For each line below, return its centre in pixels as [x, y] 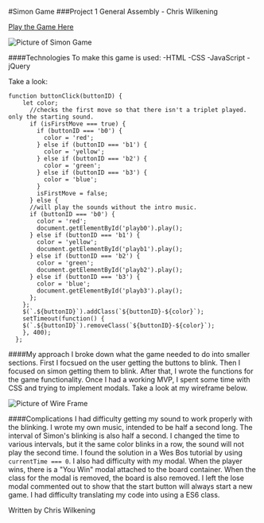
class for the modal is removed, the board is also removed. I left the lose [126, 478]
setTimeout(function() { [64, 319]
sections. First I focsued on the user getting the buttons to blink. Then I [124, 362]
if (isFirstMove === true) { [78, 124]
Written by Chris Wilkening [52, 510]
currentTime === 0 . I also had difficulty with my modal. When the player [125, 461]
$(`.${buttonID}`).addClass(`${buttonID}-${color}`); [113, 312]
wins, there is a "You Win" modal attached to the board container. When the [132, 469]
